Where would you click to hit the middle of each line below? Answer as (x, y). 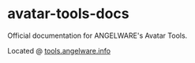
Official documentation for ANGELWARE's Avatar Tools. (97, 35)
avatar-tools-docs (68, 14)
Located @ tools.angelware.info (59, 50)
